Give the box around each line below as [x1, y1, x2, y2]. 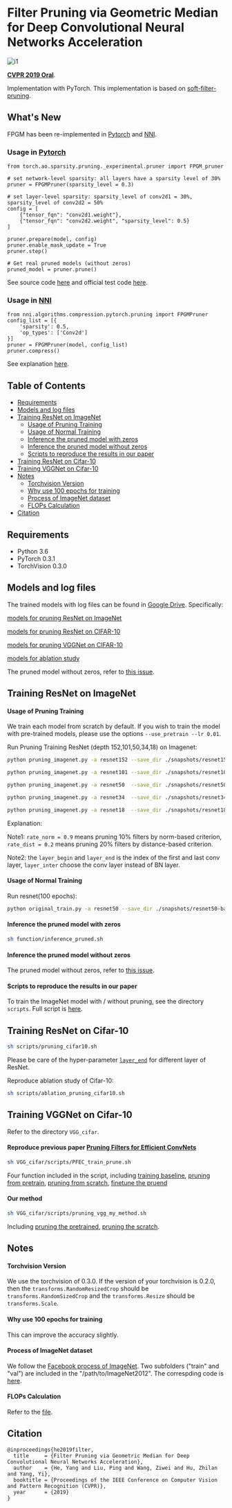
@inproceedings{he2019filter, [7, 1446, 95, 1453]
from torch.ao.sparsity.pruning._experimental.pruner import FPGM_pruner [7, 163, 224, 170]
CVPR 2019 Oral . [7, 71, 56, 79]
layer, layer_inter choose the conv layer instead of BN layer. [7, 861, 181, 869]
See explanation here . [7, 360, 69, 368]
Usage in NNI [7, 295, 52, 305]
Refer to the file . [7, 1408, 53, 1417]
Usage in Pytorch [7, 147, 66, 157]
